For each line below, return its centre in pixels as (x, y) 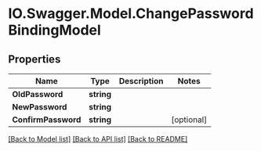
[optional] (189, 120)
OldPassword (38, 94)
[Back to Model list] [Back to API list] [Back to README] (98, 139)
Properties (34, 59)
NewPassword (40, 107)
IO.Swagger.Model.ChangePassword (131, 14)
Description (141, 81)
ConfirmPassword (47, 120)
